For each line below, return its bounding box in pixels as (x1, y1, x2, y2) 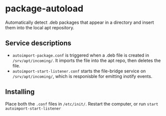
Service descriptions (5, 39, 71, 48)
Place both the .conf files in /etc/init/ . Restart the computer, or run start (5, 101, 159, 107)
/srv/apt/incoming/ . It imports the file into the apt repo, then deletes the (12, 58, 161, 63)
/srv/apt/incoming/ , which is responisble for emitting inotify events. (12, 73, 153, 79)
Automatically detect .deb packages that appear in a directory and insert (5, 19, 155, 25)
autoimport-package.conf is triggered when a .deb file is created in (12, 52, 150, 58)
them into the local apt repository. (5, 24, 75, 30)
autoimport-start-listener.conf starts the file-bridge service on (12, 68, 146, 74)
